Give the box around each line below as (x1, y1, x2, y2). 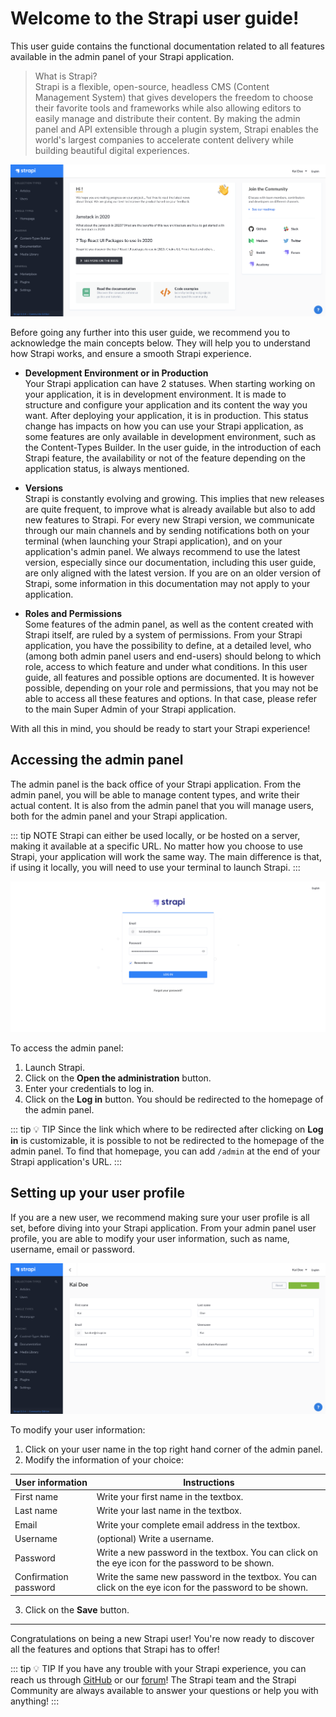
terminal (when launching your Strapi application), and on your (24, 535, 283, 547)
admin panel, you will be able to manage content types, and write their (10, 788, 300, 801)
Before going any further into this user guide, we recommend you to (10, 326, 291, 338)
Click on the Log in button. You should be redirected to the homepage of (24, 1093, 324, 1105)
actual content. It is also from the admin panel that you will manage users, (10, 799, 315, 811)
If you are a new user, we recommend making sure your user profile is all (10, 1211, 310, 1223)
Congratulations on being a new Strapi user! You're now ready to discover (10, 1632, 315, 1644)
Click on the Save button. (24, 1603, 130, 1616)
